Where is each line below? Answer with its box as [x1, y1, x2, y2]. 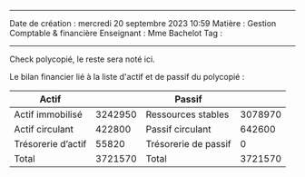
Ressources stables [145, 108, 230, 121]
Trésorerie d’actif [14, 138, 87, 150]
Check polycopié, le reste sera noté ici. [9, 54, 156, 64]
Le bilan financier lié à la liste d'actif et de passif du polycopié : [9, 72, 245, 82]
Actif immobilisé [14, 108, 84, 121]
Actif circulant [14, 123, 74, 135]
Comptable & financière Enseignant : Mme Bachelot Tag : [9, 28, 222, 38]
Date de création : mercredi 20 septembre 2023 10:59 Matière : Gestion [9, 18, 277, 28]
